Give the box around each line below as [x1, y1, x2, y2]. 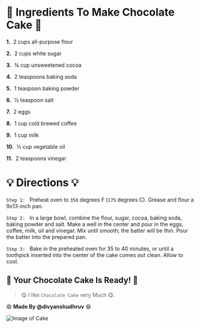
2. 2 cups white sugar [6, 49, 62, 57]
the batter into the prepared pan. [6, 233, 87, 240]
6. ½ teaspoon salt [6, 96, 54, 104]
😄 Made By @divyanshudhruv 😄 [6, 303, 91, 310]
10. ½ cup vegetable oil [6, 143, 65, 150]
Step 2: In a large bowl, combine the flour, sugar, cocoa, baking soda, [6, 214, 182, 221]
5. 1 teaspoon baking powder [6, 84, 80, 92]
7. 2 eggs [6, 108, 31, 115]
